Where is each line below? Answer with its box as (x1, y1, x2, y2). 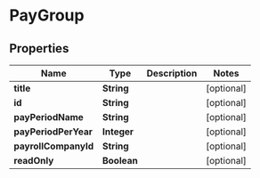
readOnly (13, 155, 54, 166)
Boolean (102, 155, 138, 166)
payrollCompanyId (13, 140, 94, 152)
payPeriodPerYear (13, 125, 93, 138)
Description (146, 68, 198, 79)
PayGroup (9, 5, 85, 26)
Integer (102, 125, 134, 138)
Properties (9, 41, 69, 56)
